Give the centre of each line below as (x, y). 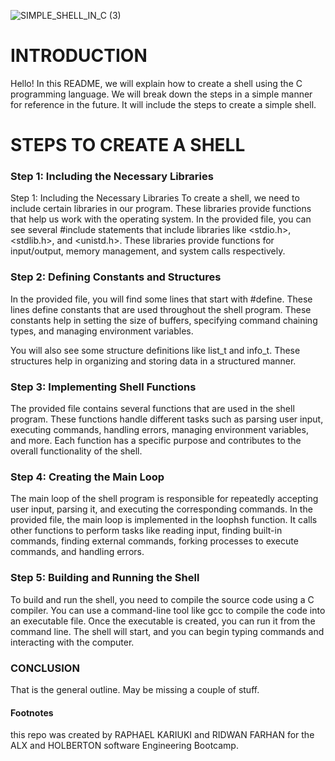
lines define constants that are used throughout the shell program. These (161, 309)
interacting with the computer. (72, 642)
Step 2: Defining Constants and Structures (116, 277)
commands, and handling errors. (77, 552)
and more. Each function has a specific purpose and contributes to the (156, 441)
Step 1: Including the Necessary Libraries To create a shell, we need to (155, 198)
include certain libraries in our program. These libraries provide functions (161, 209)
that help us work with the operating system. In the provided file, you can (161, 219)
